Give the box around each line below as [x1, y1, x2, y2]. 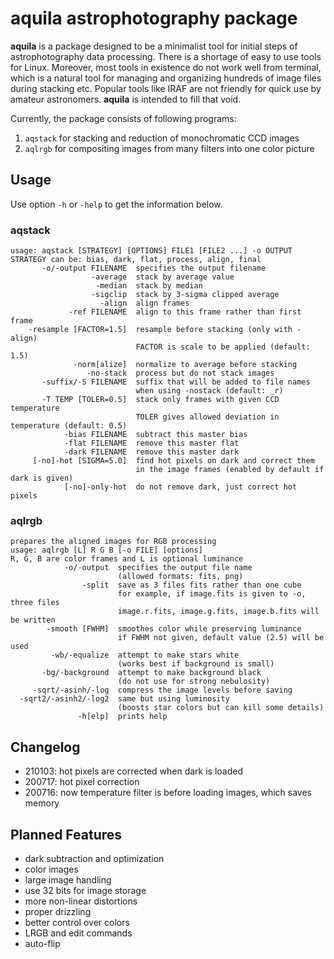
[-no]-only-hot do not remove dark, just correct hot [63, 482, 298, 492]
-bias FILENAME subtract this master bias [63, 430, 248, 440]
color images [24, 863, 79, 875]
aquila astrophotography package [10, 7, 298, 30]
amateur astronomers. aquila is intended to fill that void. [10, 93, 242, 105]
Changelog [10, 738, 81, 756]
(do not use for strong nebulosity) [117, 677, 271, 687]
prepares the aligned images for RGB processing [10, 537, 217, 547]
